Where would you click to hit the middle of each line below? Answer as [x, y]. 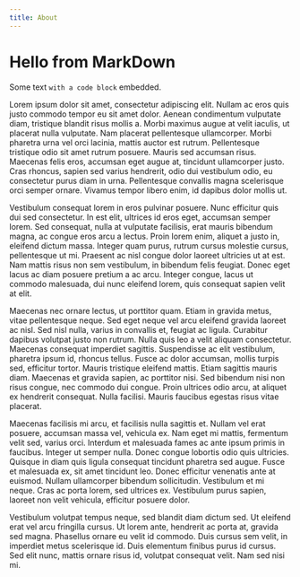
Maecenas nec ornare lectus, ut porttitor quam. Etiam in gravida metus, [141, 310]
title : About [34, 17]
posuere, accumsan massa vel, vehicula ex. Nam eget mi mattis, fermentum [149, 433]
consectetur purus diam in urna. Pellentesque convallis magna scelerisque [146, 180]
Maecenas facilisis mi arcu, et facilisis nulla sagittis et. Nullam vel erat [137, 424]
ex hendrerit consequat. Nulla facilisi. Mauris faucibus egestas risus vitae [144, 397]
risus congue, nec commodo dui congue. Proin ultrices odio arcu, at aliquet [148, 387]
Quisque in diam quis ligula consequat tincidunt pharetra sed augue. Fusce [147, 461]
